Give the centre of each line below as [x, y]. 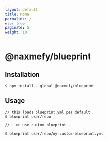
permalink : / [18, 19]
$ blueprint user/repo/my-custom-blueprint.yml [54, 133]
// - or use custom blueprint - [38, 125]
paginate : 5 [17, 28]
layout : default [21, 10]
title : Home [17, 14]
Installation [22, 75]
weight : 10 [16, 32]
